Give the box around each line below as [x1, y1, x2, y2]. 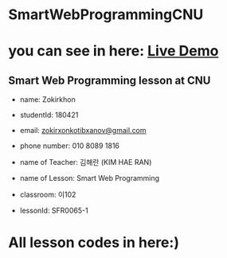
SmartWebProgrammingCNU [8, 6, 204, 24]
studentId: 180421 [19, 110, 79, 120]
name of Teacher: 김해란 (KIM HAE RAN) [19, 158, 152, 167]
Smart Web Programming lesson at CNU [8, 73, 211, 87]
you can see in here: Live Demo [8, 42, 219, 61]
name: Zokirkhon [19, 95, 76, 104]
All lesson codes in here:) [8, 233, 179, 252]
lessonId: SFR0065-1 [19, 205, 89, 216]
